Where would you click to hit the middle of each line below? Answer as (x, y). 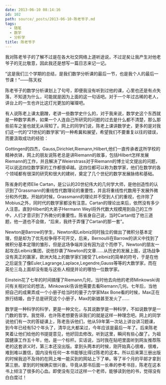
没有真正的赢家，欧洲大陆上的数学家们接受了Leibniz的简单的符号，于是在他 (82, 257)
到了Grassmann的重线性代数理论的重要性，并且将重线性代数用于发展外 (82, 190)
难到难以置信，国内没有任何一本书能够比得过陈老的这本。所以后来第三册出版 (83, 352)
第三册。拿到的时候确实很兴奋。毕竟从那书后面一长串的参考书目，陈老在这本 (83, 365)
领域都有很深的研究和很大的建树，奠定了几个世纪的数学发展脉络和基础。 (83, 173)
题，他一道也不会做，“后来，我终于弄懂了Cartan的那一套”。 (66, 221)
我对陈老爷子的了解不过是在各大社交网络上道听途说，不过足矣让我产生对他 (81, 57)
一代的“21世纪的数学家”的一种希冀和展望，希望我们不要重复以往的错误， (87, 132)
